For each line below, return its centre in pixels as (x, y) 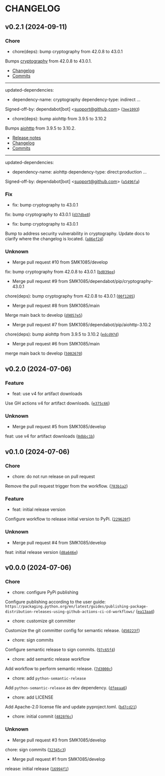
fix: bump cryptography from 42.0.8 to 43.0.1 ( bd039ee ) (60, 272)
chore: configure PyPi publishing (45, 592)
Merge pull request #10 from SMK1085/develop (60, 262)
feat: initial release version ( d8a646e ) (41, 552)
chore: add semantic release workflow (51, 659)
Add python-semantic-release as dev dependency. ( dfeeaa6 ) (66, 688)
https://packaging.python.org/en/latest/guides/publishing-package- (77, 607)
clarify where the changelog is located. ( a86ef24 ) (55, 239)
